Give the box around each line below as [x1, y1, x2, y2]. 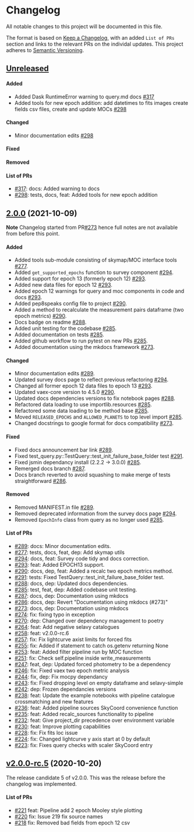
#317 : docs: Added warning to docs [14, 185, 100, 192]
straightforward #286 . [14, 477, 68, 484]
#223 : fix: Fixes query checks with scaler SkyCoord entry [14, 741, 153, 748]
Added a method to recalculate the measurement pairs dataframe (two [14, 306, 184, 313]
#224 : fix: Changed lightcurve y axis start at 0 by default [14, 735, 150, 742]
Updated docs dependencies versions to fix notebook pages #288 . [14, 395, 176, 402]
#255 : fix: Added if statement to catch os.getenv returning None [14, 642, 169, 649]
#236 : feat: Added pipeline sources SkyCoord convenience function [14, 704, 178, 711]
